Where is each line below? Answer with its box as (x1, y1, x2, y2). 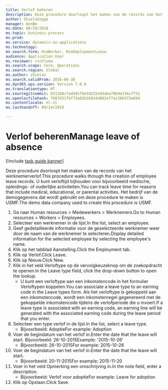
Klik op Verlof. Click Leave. (12, 251, 67, 257)
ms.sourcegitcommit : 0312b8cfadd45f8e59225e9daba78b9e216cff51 (5, 91, 140, 96)
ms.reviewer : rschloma (5, 58, 53, 63)
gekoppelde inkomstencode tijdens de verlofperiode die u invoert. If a (20, 299, 163, 305)
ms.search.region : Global (5, 68, 59, 73)
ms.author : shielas (5, 72, 46, 77)
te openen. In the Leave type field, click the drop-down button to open (12, 267, 157, 273)
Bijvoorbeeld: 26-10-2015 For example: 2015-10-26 (20, 342, 124, 348)
